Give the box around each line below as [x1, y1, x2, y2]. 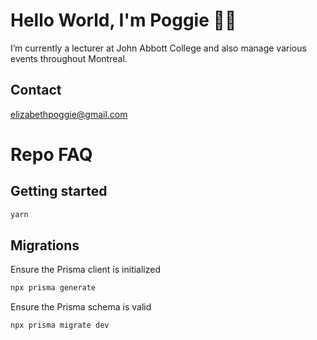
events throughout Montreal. [10, 52, 128, 64]
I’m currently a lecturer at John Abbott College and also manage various [10, 42, 307, 54]
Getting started [10, 183, 108, 200]
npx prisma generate [10, 283, 97, 293]
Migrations [10, 237, 80, 254]
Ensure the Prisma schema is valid [10, 301, 152, 313]
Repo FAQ [10, 143, 93, 166]
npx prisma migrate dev [10, 320, 110, 331]
